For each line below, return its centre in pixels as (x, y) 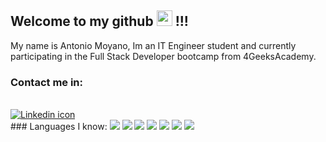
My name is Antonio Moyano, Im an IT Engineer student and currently (153, 45)
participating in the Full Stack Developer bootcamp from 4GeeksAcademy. (163, 56)
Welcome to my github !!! (99, 21)
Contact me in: (47, 82)
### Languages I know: (59, 127)
